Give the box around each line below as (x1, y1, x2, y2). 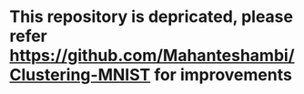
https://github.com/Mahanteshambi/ (9, 46, 295, 66)
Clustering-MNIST (9, 65, 151, 86)
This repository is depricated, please (9, 6, 294, 27)
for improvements (154, 65, 293, 86)
